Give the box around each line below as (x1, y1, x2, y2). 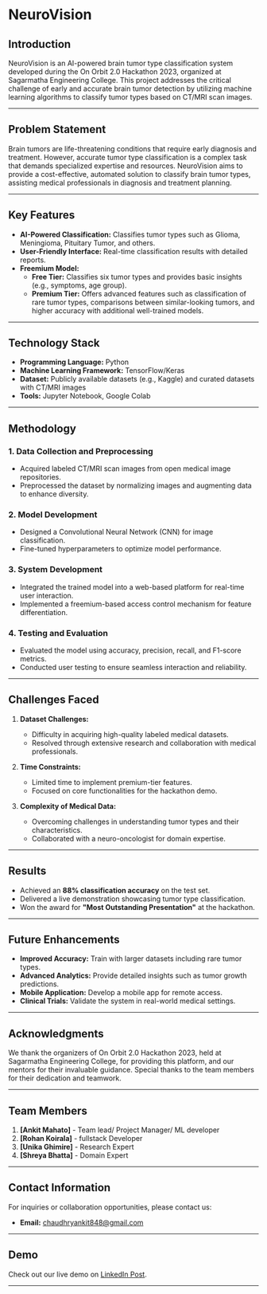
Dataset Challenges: (19, 714, 89, 723)
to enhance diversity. (19, 489, 89, 499)
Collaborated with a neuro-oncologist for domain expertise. (31, 833, 226, 843)
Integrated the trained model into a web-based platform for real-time (19, 582, 245, 591)
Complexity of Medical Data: (19, 801, 117, 810)
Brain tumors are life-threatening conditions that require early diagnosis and (8, 143, 257, 153)
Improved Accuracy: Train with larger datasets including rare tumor (19, 954, 242, 963)
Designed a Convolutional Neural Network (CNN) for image (19, 527, 214, 537)
